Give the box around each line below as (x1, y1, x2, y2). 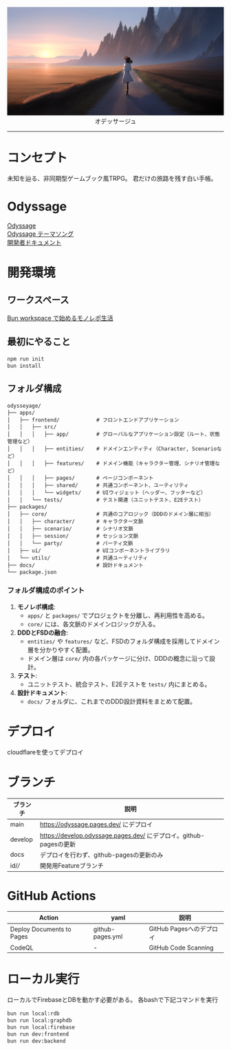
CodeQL (10, 943, 34, 952)
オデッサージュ (94, 117, 137, 125)
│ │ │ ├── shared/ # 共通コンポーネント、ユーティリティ (7, 481, 189, 489)
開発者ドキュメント (7, 238, 62, 246)
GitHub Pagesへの (148, 925, 201, 933)
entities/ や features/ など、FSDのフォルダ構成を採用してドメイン (27, 637, 220, 645)
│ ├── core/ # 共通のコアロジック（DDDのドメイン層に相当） (7, 510, 214, 518)
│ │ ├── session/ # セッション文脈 (7, 532, 139, 539)
